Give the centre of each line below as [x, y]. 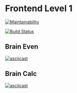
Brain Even [22, 47]
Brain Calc [21, 74]
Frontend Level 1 [39, 9]
